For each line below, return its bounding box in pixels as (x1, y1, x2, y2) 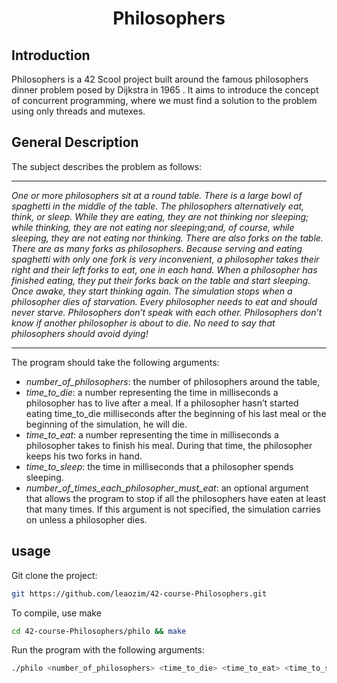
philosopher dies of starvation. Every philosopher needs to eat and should (11, 295, 318, 307)
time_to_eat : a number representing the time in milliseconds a (25, 428, 279, 441)
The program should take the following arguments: (11, 356, 220, 368)
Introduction (11, 47, 91, 64)
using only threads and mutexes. (11, 105, 146, 117)
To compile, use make (11, 607, 102, 619)
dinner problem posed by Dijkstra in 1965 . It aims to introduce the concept (11, 84, 319, 96)
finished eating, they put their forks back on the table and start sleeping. (11, 274, 311, 286)
